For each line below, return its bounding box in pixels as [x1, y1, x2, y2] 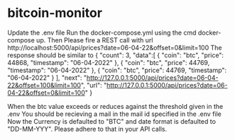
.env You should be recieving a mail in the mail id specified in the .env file [7, 110, 222, 118]
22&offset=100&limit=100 [7, 81, 82, 89]
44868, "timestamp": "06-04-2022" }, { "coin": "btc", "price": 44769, [7, 58, 210, 66]
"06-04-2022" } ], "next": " [7, 73, 87, 82]
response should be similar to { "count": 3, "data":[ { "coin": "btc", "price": [7, 51, 224, 59]
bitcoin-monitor [7, 5, 103, 21]
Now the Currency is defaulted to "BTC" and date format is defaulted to [7, 117, 217, 125]
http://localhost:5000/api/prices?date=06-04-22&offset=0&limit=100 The [7, 43, 222, 52]
